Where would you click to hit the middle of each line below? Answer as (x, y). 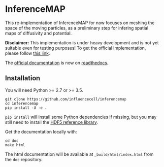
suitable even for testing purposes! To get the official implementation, (76, 48)
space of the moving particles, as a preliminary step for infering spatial (77, 28)
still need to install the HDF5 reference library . (52, 122)
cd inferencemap (22, 103)
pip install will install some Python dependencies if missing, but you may (81, 117)
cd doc (12, 141)
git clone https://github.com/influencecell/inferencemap (66, 99)
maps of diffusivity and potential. (39, 33)
